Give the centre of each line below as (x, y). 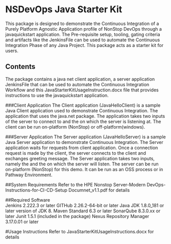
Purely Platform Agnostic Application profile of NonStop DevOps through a (84, 29)
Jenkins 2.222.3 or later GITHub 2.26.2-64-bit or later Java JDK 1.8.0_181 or (85, 205)
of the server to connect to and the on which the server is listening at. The (83, 121)
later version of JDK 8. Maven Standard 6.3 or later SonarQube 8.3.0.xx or (83, 211)
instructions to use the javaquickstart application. (57, 95)
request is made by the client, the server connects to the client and (76, 153)
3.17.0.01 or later (22, 222)
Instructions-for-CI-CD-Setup (36, 190)
